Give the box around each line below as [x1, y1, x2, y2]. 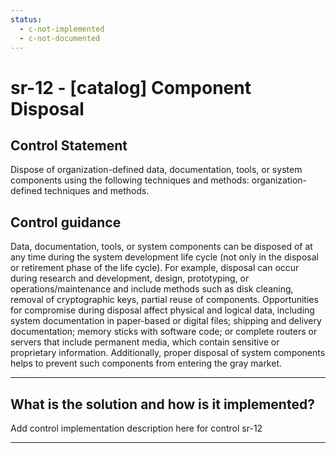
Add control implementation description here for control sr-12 [10, 422, 263, 434]
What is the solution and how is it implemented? [10, 396, 315, 413]
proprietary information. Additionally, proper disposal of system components [10, 347, 326, 359]
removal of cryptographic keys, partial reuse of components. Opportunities [10, 294, 319, 306]
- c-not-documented [19, 33, 101, 43]
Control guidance [10, 214, 122, 231]
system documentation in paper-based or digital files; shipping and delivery [10, 315, 322, 327]
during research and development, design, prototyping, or [10, 272, 250, 285]
